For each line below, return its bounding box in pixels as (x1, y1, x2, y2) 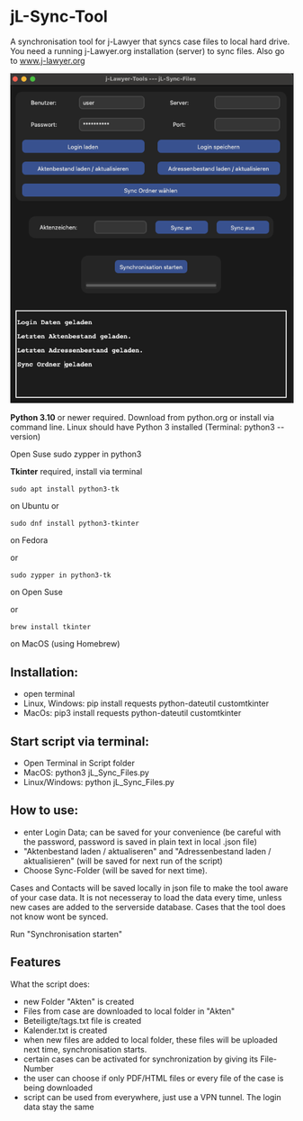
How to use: (10, 803, 79, 818)
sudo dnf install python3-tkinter (10, 520, 140, 529)
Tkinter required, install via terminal (10, 466, 143, 477)
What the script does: (10, 979, 91, 990)
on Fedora (10, 535, 49, 546)
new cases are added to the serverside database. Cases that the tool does (10, 901, 286, 912)
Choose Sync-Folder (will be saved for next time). (22, 864, 208, 875)
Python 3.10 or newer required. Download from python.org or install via (10, 412, 275, 423)
